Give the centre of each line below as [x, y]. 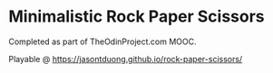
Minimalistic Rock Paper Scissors [136, 17]
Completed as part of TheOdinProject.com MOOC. [102, 41]
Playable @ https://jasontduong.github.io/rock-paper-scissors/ [126, 59]
